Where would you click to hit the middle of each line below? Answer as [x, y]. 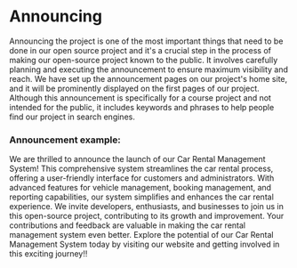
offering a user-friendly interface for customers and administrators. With [142, 178]
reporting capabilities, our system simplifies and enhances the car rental [141, 197]
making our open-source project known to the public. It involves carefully [144, 60]
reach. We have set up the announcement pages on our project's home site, [148, 78]
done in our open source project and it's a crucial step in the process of [140, 50]
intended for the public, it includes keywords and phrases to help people [142, 107]
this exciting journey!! [48, 254]
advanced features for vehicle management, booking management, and [140, 188]
